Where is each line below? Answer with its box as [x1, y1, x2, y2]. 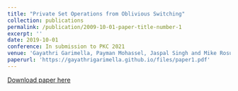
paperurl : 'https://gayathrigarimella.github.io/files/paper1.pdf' [7, 56, 211, 63]
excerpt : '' [7, 30, 42, 37]
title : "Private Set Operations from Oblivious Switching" [7, 10, 186, 18]
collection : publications [7, 17, 84, 24]
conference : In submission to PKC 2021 [7, 43, 125, 50]
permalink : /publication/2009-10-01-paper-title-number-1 [7, 23, 182, 30]
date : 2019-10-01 [7, 37, 59, 44]
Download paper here [7, 75, 71, 84]
